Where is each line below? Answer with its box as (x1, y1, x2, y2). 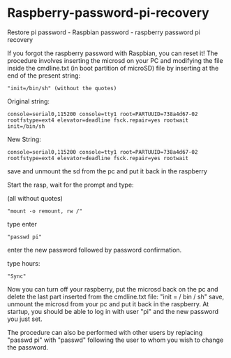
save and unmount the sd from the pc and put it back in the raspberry (7, 166, 208, 176)
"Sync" (7, 273, 27, 280)
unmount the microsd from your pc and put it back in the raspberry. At (7, 299, 209, 308)
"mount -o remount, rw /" (7, 208, 82, 215)
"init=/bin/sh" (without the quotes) (7, 85, 117, 92)
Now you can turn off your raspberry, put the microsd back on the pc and (7, 285, 218, 293)
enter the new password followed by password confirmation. (7, 245, 182, 254)
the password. (7, 343, 49, 351)
